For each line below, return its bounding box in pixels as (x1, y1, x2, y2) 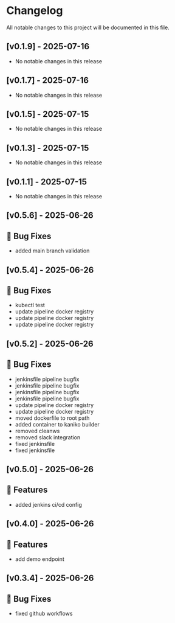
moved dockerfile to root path (15, 414, 90, 422)
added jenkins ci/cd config (15, 501, 82, 508)
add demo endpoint (15, 555, 65, 563)
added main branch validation (15, 247, 90, 254)
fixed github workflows (15, 610, 73, 618)
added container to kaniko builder (15, 420, 100, 428)
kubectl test (15, 302, 45, 309)
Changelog (6, 4, 63, 18)
